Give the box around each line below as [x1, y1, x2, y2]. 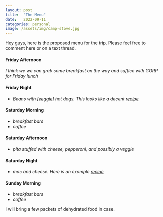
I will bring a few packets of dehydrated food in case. [5, 206, 115, 212]
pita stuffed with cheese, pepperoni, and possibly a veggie [12, 146, 134, 152]
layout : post [5, 7, 33, 13]
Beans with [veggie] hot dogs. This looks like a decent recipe [12, 96, 139, 102]
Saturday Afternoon [5, 135, 48, 141]
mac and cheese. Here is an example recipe [12, 169, 104, 175]
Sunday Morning [5, 180, 41, 186]
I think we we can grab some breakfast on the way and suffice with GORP [5, 68, 158, 74]
